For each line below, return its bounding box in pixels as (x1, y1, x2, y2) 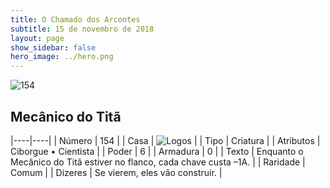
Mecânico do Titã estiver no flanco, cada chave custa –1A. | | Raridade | (10, 156, 306, 168)
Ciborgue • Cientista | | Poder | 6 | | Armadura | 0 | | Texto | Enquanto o (10, 145, 304, 157)
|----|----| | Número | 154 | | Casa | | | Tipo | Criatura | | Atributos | (10, 134, 321, 146)
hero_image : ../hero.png (10, 52, 114, 62)
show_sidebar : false (10, 42, 97, 53)
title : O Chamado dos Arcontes (10, 14, 141, 25)
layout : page (10, 33, 65, 43)
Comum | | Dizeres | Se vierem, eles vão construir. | (10, 166, 223, 178)
